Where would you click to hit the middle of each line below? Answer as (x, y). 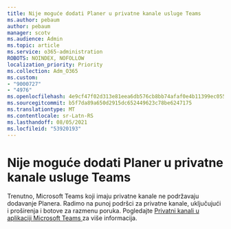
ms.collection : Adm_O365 (43, 71)
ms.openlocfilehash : (37, 97)
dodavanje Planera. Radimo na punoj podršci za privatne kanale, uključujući (114, 204)
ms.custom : (23, 77)
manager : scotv (29, 33)
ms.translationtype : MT (41, 109)
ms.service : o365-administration (55, 52)
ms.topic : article (33, 45)
